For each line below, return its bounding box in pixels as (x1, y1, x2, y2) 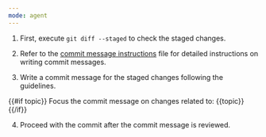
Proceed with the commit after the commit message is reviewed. (19, 120, 231, 129)
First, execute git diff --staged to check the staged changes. (19, 33, 226, 43)
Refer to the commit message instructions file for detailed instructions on (19, 48, 259, 58)
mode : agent (8, 11, 48, 20)
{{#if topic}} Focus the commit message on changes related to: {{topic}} (8, 96, 245, 105)
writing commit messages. (19, 57, 106, 67)
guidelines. (19, 81, 56, 90)
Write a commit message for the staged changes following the (19, 72, 224, 82)
